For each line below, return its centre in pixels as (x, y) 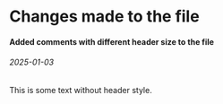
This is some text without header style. (81, 90)
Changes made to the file (104, 17)
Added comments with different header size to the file (112, 41)
